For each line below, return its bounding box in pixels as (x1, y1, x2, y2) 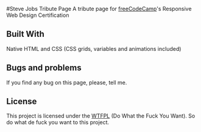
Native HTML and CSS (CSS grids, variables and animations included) (6, 45, 182, 52)
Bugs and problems (6, 63, 82, 73)
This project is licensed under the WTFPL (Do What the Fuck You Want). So (6, 112, 196, 120)
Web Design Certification (6, 12, 69, 19)
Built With (6, 29, 44, 39)
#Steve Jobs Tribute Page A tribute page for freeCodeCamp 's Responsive (6, 5, 192, 12)
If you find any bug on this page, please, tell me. (6, 79, 127, 86)
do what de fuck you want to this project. (6, 119, 110, 126)
